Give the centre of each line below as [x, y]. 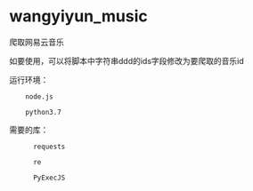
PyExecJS [49, 178]
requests [49, 147]
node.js [39, 96]
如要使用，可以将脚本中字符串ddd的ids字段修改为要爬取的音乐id [127, 60]
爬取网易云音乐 [37, 42]
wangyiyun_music [79, 16]
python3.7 [44, 112]
